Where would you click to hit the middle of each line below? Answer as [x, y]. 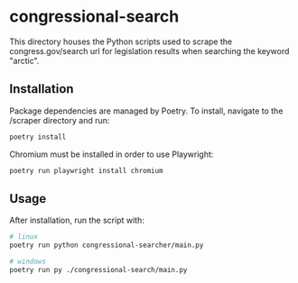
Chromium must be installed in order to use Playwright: [112, 154]
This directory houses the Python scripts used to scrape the [121, 41]
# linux [24, 237]
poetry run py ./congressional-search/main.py [98, 269]
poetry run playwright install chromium [87, 170]
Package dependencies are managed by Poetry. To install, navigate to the [146, 111]
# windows [28, 262]
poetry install [38, 137]
